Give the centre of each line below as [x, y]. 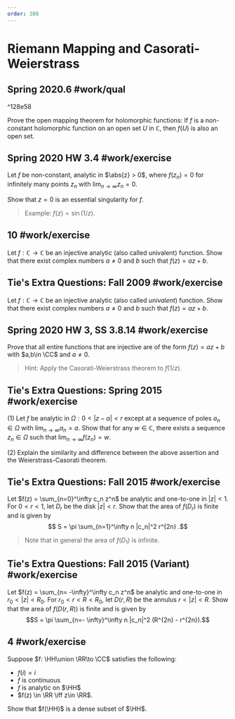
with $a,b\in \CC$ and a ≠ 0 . [48, 355]
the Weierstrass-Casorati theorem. [57, 460]
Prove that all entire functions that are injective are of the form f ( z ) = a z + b [116, 347]
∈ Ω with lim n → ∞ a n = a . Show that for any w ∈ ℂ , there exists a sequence [116, 429]
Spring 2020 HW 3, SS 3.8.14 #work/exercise [108, 331]
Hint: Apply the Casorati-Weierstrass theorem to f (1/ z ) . [103, 368]
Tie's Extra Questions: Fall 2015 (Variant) [99, 564]
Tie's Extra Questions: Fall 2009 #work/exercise [115, 283]
